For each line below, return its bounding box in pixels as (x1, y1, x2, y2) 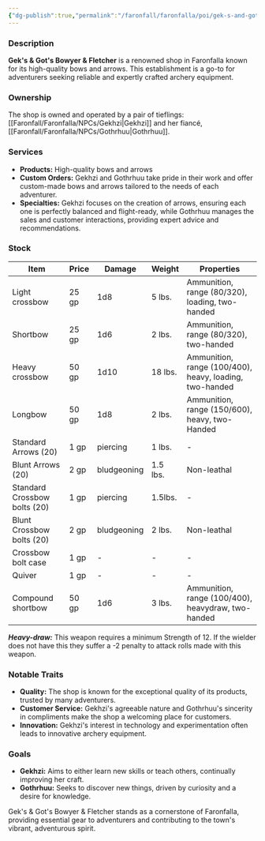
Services (8, 147, 43, 158)
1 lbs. (151, 441, 172, 452)
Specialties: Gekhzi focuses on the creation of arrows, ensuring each (19, 198, 247, 208)
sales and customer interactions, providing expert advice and (19, 215, 219, 224)
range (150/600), (186, 404, 252, 415)
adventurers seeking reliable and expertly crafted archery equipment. (8, 72, 234, 81)
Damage (104, 263, 136, 274)
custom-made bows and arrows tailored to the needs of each (19, 181, 219, 190)
